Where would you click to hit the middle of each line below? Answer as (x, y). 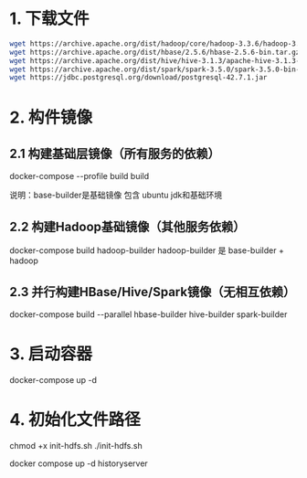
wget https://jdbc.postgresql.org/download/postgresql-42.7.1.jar (138, 78)
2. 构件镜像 (51, 117)
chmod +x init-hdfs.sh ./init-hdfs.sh (76, 445)
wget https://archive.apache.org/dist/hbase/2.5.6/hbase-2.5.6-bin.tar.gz (155, 52)
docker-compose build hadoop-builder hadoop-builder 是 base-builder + (147, 250)
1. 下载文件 (49, 19)
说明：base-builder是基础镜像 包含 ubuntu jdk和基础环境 (116, 195)
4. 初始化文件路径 (75, 420)
